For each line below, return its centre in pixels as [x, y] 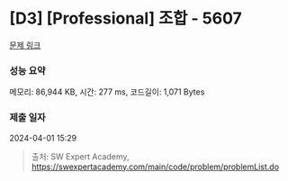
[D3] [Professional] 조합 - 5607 [126, 18]
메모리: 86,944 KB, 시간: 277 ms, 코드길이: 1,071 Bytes [107, 92]
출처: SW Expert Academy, [80, 156]
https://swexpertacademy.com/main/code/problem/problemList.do [155, 167]
